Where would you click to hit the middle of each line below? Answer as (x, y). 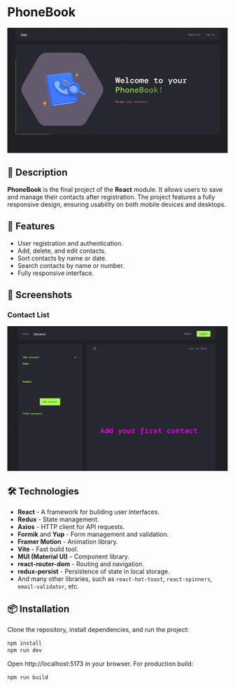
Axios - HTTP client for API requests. (71, 526)
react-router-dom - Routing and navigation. (81, 563)
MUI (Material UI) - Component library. (73, 556)
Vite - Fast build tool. (48, 549)
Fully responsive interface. (56, 273)
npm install (24, 643)
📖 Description (37, 173)
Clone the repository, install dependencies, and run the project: (98, 629)
